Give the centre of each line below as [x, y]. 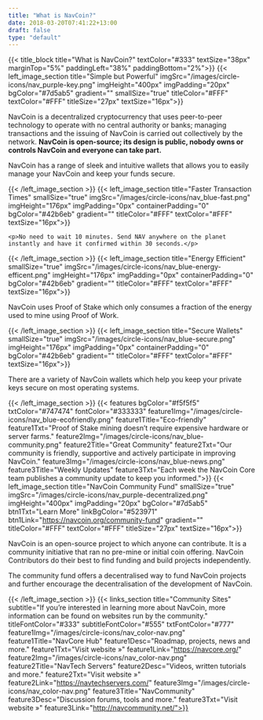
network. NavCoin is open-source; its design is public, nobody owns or [126, 142]
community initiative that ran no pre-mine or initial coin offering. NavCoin [126, 552]
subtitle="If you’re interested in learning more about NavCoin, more [117, 607]
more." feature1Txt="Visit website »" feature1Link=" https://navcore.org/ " [125, 649]
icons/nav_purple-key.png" [52, 85]
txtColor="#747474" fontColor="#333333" [77, 412]
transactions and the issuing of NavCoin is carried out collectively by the [126, 134]
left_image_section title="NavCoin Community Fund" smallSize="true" [121, 487]
